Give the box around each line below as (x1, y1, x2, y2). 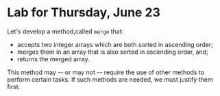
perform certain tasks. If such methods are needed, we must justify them (7, 75, 214, 83)
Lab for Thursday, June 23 (7, 5, 161, 20)
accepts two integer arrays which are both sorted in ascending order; (16, 40, 214, 48)
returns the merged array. (16, 54, 90, 63)
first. (7, 82, 21, 91)
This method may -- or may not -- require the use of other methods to (7, 68, 204, 76)
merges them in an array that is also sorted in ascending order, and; (16, 48, 209, 56)
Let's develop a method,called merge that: (7, 27, 124, 35)
